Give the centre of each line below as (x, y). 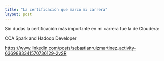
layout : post (19, 14)
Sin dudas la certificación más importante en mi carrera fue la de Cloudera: (82, 28)
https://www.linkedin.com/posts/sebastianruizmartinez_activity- (71, 48)
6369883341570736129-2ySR (36, 53)
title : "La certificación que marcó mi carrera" (56, 10)
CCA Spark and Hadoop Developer (41, 38)
